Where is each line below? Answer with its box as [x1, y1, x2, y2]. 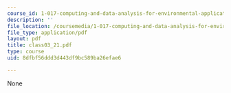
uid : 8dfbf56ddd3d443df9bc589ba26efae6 [7, 55, 122, 62]
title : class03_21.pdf [7, 42, 72, 49]
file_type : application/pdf [7, 29, 88, 36]
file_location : [7, 23, 51, 29]
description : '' [7, 16, 54, 23]
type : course [7, 49, 45, 55]
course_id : [7, 10, 38, 17]
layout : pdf [7, 36, 41, 42]
